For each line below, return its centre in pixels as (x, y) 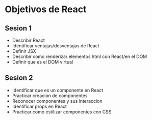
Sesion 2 (19, 78)
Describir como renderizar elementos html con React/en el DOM (80, 56)
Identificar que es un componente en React (58, 90)
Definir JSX (24, 51)
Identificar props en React (40, 106)
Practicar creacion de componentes (50, 96)
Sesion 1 (18, 28)
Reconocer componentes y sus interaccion (57, 101)
